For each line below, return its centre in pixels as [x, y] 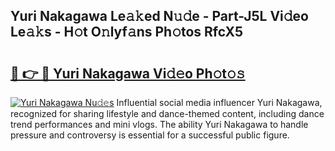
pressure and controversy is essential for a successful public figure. [150, 135]
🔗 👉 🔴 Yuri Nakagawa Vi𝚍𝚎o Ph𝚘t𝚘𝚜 [128, 73]
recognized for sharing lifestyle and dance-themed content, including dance [167, 113]
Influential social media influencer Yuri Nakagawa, [219, 102]
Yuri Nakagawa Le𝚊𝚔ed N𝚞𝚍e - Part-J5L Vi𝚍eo [159, 16]
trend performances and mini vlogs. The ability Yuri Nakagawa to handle [159, 124]
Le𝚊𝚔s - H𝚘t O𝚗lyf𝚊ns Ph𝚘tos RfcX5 [127, 32]
